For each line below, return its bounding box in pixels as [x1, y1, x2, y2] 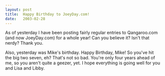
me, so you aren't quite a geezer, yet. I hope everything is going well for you [5, 60, 160, 66]
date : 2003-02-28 [5, 16, 46, 21]
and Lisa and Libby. [5, 65, 45, 71]
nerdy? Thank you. [5, 40, 44, 46]
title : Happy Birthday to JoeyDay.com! [5, 12, 90, 17]
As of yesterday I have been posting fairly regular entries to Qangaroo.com [5, 30, 158, 36]
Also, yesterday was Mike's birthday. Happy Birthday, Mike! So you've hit [5, 50, 154, 55]
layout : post [5, 7, 32, 12]
